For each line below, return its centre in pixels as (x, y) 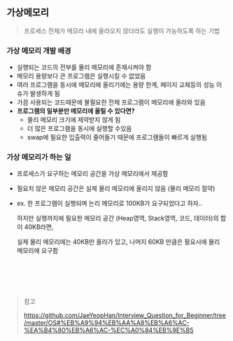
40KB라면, (39, 227)
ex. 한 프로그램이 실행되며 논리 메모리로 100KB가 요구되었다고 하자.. (109, 203)
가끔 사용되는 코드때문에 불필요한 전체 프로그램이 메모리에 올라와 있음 (111, 102)
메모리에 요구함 (37, 251)
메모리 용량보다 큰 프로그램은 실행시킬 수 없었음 (81, 76)
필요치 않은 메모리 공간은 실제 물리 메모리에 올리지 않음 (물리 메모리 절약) (116, 188)
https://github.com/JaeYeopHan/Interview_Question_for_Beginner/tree (125, 315)
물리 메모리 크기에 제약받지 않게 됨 (74, 120)
